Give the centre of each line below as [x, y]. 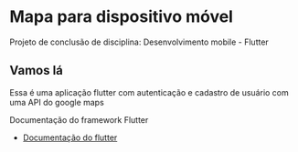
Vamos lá [37, 71]
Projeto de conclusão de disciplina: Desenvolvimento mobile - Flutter [139, 42]
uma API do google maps [57, 102]
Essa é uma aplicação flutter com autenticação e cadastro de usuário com [149, 92]
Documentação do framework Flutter [79, 119]
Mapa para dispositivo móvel [121, 17]
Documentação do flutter [70, 137]
